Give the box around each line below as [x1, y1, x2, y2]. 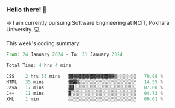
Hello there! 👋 [6, 5, 47, 14]
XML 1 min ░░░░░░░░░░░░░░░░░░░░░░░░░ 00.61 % [6, 96, 164, 102]
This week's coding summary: [6, 40, 81, 47]
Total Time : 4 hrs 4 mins [6, 63, 71, 69]
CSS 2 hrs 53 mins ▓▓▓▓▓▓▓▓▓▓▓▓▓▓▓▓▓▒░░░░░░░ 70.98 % [6, 74, 164, 80]
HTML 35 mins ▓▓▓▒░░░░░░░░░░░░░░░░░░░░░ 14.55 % [6, 78, 164, 85]
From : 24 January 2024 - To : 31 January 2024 [6, 51, 122, 58]
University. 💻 [6, 26, 40, 33]
